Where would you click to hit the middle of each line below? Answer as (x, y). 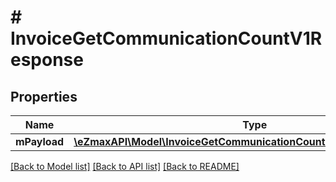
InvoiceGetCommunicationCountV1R (166, 38)
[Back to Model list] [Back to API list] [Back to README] (125, 166)
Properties (44, 96)
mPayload (40, 141)
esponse (47, 60)
